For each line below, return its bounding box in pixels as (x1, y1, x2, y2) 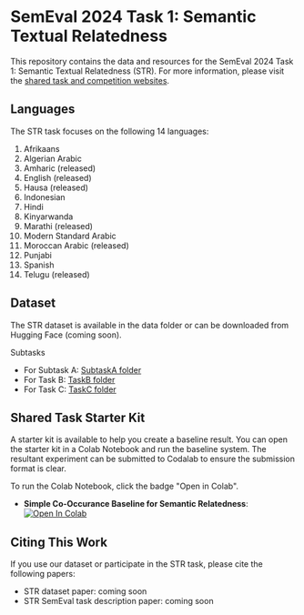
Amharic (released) (23, 162, 96, 174)
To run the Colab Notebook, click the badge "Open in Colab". (10, 480, 239, 492)
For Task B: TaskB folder (23, 374, 116, 385)
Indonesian (23, 191, 66, 202)
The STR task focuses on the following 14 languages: (10, 126, 209, 136)
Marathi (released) (23, 220, 94, 231)
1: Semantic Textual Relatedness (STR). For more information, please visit (10, 66, 285, 76)
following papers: (10, 569, 76, 580)
